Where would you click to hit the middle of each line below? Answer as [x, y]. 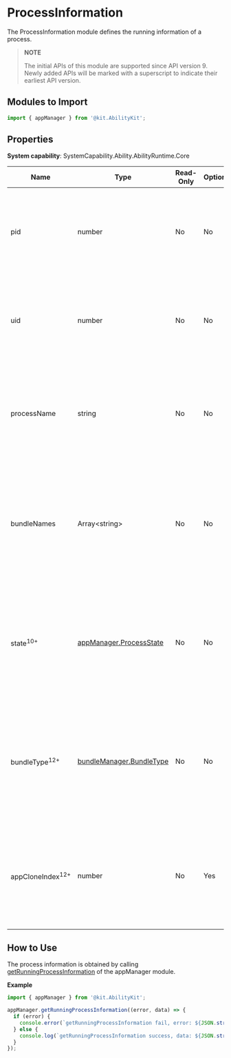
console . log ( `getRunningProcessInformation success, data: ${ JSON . [118, 1036]
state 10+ [24, 643]
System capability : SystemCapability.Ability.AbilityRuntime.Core [99, 156]
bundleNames [33, 523]
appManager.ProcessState [120, 643]
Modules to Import [47, 102]
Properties [30, 139]
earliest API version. [52, 80]
